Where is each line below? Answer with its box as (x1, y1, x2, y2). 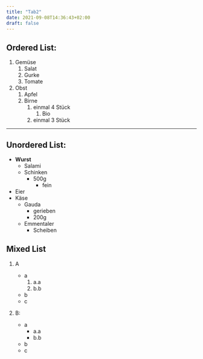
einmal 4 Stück (33, 104, 71, 111)
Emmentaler (24, 220, 54, 227)
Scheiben (33, 226, 57, 234)
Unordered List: (6, 140, 66, 150)
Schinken (24, 169, 48, 176)
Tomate (24, 78, 43, 85)
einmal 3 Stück (33, 116, 71, 124)
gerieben (33, 207, 56, 214)
